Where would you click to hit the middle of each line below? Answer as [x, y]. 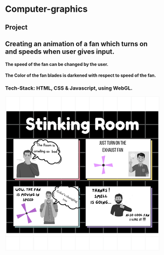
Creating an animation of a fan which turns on [76, 44]
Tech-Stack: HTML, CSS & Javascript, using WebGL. [69, 88]
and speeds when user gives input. [60, 51]
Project [16, 27]
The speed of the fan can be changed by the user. [57, 64]
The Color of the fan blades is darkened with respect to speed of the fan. [81, 75]
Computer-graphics [46, 9]
